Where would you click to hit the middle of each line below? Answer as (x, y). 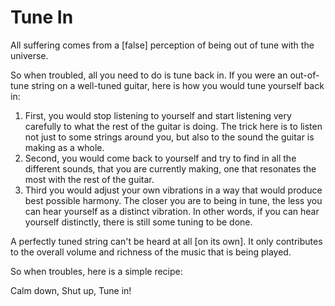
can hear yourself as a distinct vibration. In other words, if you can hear (172, 211)
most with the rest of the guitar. (89, 179)
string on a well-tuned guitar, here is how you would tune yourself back (178, 85)
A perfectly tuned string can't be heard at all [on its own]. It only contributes (166, 241)
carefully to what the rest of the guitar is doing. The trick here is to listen (173, 126)
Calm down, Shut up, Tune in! (71, 290)
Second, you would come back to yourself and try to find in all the (160, 158)
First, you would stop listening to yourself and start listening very (158, 115)
